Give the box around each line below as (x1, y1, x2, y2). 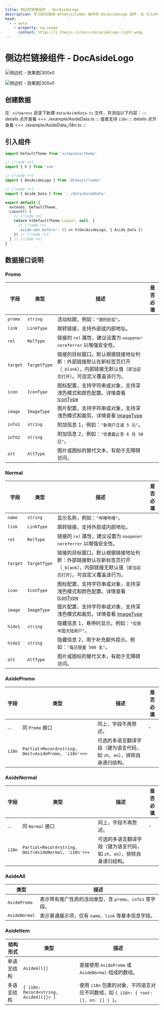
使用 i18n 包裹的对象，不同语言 (80, 982, 151, 988)
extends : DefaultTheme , (9, 204, 58, 210)
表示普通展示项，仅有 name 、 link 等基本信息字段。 (40, 912, 156, 919)
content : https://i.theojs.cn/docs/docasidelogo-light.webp (18, 30, 143, 35)
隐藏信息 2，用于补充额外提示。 (57, 637, 130, 643)
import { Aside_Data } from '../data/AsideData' (5, 191, 106, 196)
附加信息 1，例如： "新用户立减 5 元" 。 (57, 421, 143, 428)
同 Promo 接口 (22, 724, 53, 731)
